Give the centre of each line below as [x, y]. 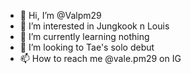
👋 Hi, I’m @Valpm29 [60, 15]
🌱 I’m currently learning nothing [84, 36]
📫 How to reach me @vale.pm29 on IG [100, 58]
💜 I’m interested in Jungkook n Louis [94, 26]
